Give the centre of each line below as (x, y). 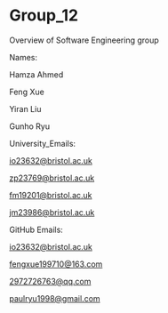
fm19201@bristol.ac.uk (51, 195)
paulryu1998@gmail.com (55, 298)
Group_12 (44, 16)
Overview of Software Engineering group (84, 40)
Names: (24, 57)
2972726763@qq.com (50, 281)
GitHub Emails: (36, 229)
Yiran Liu (25, 108)
